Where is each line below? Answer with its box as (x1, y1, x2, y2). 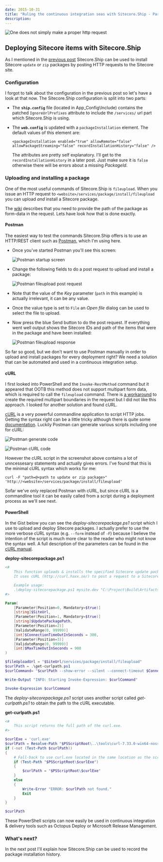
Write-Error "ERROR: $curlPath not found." (22, 786, 112, 791)
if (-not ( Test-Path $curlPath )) (5, 745, 73, 751)
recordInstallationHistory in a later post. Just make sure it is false (12, 157, 148, 163)
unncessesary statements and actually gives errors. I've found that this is (5, 460, 151, 466)
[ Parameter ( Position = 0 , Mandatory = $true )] (14, 605, 101, 610)
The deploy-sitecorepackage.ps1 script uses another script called (5, 695, 137, 701)
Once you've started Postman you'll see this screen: (12, 247, 116, 253)
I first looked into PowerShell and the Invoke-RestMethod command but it (5, 381, 149, 387)
